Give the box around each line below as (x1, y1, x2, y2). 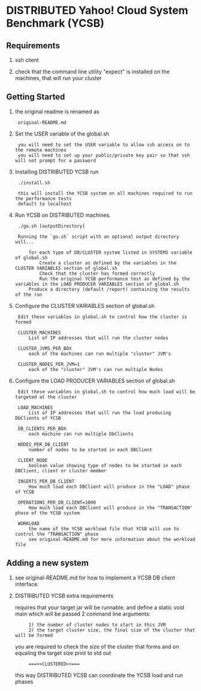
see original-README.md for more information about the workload (28, 536, 196, 542)
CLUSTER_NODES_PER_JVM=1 (17, 361, 80, 367)
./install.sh (17, 180, 50, 186)
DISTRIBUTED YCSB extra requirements (14, 592, 114, 599)
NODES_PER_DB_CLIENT (17, 441, 69, 448)
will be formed (14, 632, 53, 639)
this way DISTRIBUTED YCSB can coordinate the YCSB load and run (14, 671, 184, 678)
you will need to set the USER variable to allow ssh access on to (17, 142, 190, 148)
